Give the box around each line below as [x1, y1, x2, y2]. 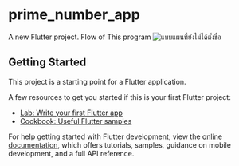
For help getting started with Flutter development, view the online [8, 132, 223, 141]
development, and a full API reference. [8, 148, 135, 158]
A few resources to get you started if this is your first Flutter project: [8, 92, 231, 101]
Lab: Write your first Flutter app [19, 108, 123, 117]
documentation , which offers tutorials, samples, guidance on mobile [8, 140, 231, 149]
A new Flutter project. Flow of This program [8, 32, 151, 41]
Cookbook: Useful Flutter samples [19, 116, 132, 125]
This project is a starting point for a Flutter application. [8, 77, 186, 86]
